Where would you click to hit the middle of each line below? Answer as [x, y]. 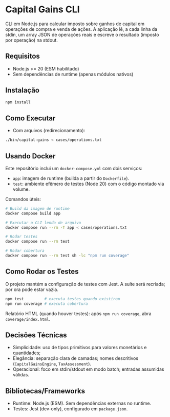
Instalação [23, 90]
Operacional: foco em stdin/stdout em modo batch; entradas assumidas [88, 369]
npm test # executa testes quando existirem [63, 299]
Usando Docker [30, 156]
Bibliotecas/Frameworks [45, 391]
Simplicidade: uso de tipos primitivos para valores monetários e [80, 348]
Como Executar [30, 118]
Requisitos [23, 56]
